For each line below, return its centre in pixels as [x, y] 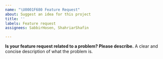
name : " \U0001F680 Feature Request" [42, 10]
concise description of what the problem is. [49, 52]
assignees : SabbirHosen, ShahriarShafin [47, 28]
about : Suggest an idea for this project [48, 14]
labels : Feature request [30, 23]
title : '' [15, 19]
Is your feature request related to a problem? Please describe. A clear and [81, 46]
